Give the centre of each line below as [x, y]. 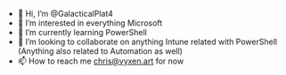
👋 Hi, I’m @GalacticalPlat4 [65, 14]
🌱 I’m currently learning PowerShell [82, 32]
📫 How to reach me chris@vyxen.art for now [101, 61]
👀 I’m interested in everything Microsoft [90, 23]
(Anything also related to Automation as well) [100, 51]
